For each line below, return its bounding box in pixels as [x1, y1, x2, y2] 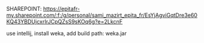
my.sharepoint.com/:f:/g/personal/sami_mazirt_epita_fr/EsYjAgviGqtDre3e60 [6, 12, 198, 19]
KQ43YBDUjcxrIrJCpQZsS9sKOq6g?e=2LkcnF [6, 18, 123, 25]
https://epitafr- [42, 5, 80, 12]
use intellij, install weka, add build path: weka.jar [6, 30, 127, 37]
